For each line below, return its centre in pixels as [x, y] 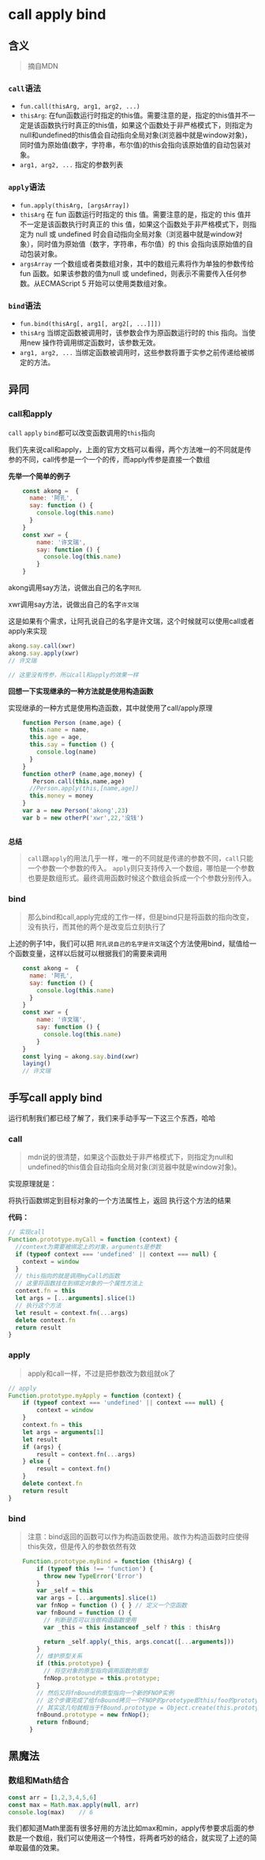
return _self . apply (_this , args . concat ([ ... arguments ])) [139, 1642]
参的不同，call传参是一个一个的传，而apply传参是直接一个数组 [109, 459]
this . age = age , [56, 738]
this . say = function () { [71, 745]
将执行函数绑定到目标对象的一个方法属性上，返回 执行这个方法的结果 [119, 1201]
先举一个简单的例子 [39, 476]
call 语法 [25, 88]
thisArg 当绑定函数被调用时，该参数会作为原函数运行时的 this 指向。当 [134, 332]
